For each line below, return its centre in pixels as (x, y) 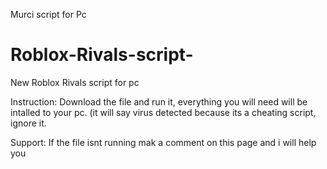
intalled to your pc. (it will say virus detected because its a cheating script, (163, 112)
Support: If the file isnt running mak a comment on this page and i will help (163, 142)
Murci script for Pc (48, 14)
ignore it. (28, 123)
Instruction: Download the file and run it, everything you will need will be (159, 101)
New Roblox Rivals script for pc (75, 82)
